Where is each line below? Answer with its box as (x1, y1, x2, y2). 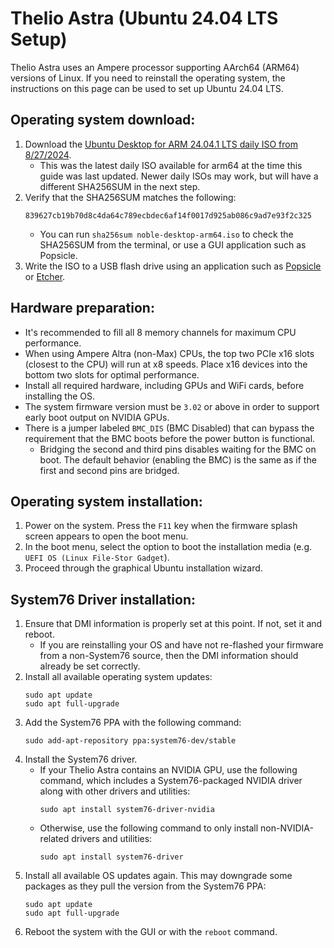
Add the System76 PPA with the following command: (24, 717, 242, 729)
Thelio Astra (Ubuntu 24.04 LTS (10, 7, 279, 30)
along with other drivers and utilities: (39, 785, 191, 797)
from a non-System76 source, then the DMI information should (39, 650, 299, 662)
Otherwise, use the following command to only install (39, 822, 259, 834)
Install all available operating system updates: (24, 671, 213, 683)
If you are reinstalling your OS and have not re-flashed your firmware (39, 639, 324, 651)
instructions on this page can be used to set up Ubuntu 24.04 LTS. (10, 82, 284, 94)
